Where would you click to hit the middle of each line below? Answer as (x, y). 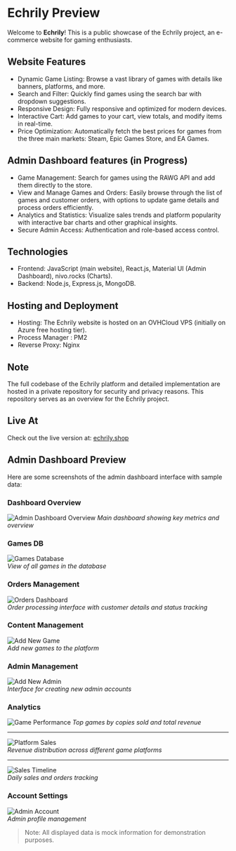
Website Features (47, 62)
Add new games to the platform (53, 648)
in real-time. (35, 124)
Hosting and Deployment (63, 306)
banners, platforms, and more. (61, 86)
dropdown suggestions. (52, 101)
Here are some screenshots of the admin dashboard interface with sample (115, 477)
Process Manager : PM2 (52, 338)
